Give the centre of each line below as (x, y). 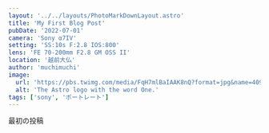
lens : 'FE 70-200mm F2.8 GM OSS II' (69, 53)
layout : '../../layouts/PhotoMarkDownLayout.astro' (96, 16)
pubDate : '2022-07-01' (46, 30)
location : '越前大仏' (42, 61)
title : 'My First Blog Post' (57, 23)
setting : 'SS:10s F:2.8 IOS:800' (64, 45)
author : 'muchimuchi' (44, 68)
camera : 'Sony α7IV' (43, 38)
